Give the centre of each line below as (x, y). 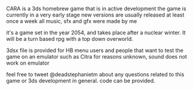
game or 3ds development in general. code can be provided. (81, 81)
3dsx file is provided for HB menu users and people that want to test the (95, 50)
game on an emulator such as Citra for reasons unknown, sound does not (96, 57)
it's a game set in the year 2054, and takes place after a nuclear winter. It (96, 33)
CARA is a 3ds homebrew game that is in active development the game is (96, 9)
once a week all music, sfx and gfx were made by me (72, 21)
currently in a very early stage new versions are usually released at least (95, 15)
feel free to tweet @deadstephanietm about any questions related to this (95, 74)
